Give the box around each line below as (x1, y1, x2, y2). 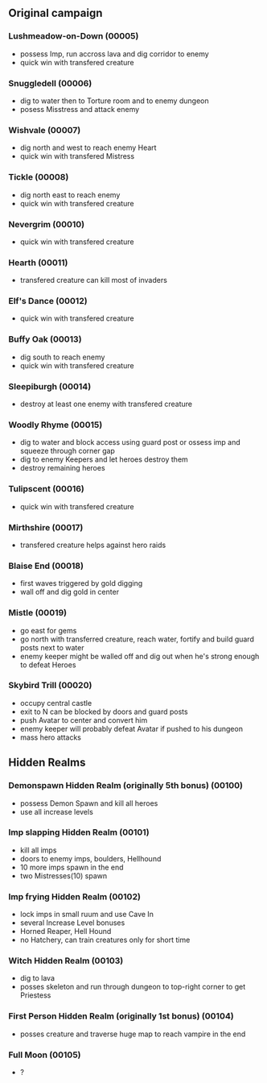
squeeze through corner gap (19, 446, 115, 456)
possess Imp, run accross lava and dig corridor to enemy (19, 48, 209, 59)
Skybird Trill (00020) (8, 680, 92, 691)
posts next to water (19, 642, 84, 652)
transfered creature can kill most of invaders (19, 276, 167, 285)
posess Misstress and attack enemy (19, 104, 140, 114)
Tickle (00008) (8, 172, 69, 183)
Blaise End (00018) (8, 560, 84, 571)
